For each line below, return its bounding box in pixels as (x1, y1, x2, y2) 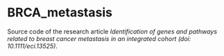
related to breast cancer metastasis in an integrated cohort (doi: (7, 34, 191, 42)
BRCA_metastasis (7, 5, 113, 20)
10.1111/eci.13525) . (7, 42, 58, 50)
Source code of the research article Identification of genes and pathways (7, 27, 217, 36)
